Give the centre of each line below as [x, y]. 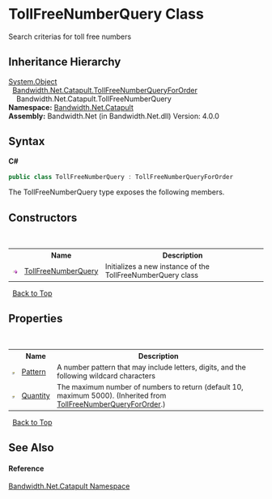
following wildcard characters [106, 376]
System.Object [33, 81]
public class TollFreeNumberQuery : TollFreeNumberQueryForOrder [121, 177]
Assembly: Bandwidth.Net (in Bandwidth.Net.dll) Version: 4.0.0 [114, 116]
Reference [26, 468]
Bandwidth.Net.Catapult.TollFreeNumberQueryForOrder [105, 90]
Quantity [36, 396]
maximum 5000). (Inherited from [111, 396]
